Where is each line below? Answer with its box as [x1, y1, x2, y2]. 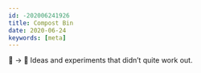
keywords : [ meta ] [8, 33, 67, 42]
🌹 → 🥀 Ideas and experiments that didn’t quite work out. [8, 56, 193, 65]
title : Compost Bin [8, 19, 74, 27]
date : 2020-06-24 [8, 26, 67, 34]
